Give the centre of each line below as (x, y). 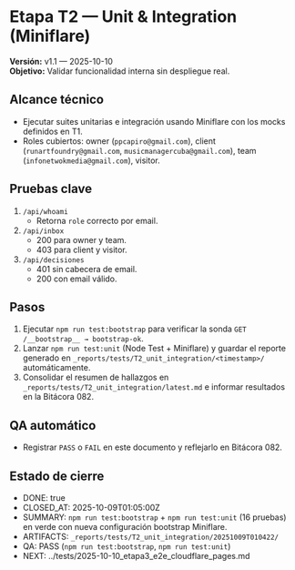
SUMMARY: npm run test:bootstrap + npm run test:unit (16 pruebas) (154, 517)
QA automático (53, 425)
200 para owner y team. (81, 239)
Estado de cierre (57, 476)
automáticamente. (56, 368)
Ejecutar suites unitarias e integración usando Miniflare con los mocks (154, 121)
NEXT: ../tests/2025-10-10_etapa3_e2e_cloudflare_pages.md (136, 556)
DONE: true (44, 498)
